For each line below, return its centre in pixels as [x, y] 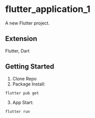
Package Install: [29, 84]
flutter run [17, 112]
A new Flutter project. [27, 23]
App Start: [23, 102]
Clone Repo [24, 78]
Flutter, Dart [17, 50]
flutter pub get [22, 93]
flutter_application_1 [48, 9]
